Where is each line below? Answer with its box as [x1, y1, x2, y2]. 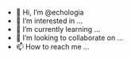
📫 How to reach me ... [15, 42, 90, 51]
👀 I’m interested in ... [15, 16, 83, 26]
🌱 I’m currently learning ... [15, 25, 101, 33]
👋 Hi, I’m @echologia [15, 8, 84, 17]
